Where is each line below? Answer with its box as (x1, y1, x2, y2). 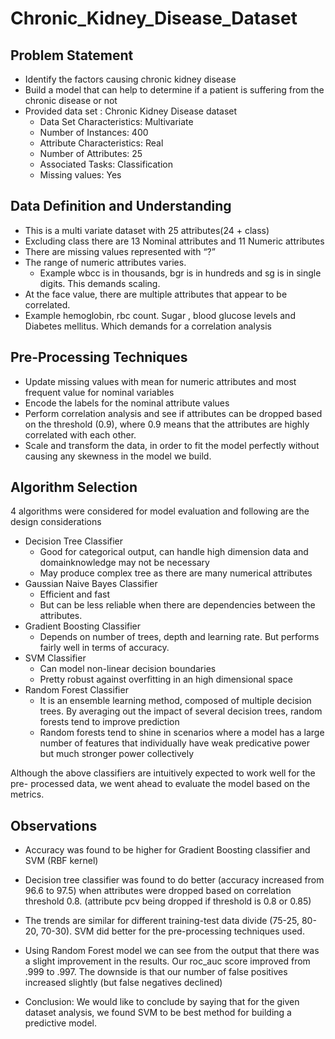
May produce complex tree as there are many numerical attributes (39, 567, 313, 579)
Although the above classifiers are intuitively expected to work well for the (10, 767, 316, 779)
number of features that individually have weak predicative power (39, 737, 311, 749)
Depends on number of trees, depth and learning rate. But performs (39, 631, 320, 643)
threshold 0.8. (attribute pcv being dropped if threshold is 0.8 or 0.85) (24, 895, 312, 907)
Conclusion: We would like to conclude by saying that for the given (24, 996, 300, 1008)
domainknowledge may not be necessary (39, 557, 210, 569)
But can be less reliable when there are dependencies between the (39, 599, 316, 611)
